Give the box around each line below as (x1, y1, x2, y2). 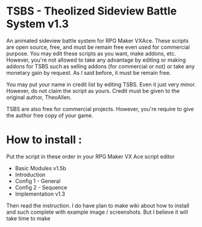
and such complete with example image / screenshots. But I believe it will (6, 208, 188, 216)
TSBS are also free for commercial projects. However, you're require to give (6, 105, 194, 112)
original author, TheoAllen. (6, 94, 72, 101)
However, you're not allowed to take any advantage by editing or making (6, 56, 186, 63)
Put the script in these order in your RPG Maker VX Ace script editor (6, 153, 175, 160)
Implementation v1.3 (14, 190, 65, 197)
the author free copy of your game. (6, 112, 93, 119)
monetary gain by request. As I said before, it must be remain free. (6, 69, 171, 76)
